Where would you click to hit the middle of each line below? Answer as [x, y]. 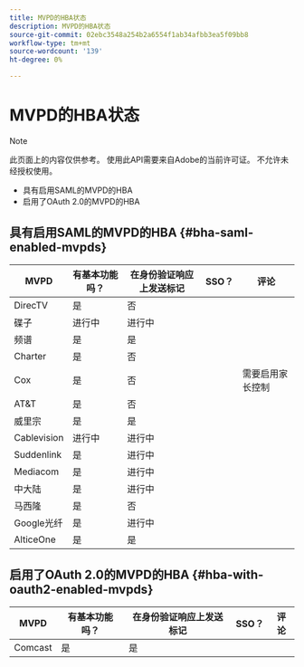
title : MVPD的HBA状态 [48, 18]
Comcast [33, 647]
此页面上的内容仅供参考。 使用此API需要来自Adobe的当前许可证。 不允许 [145, 159]
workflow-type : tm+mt [50, 43]
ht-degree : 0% [36, 60]
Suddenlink [38, 454]
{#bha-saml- [217, 233]
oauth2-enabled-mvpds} [81, 590]
